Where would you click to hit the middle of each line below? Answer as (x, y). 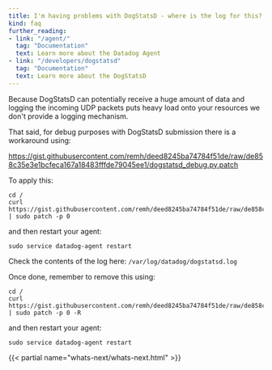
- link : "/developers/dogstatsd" (65, 61)
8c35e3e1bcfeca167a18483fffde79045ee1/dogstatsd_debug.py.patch (123, 164)
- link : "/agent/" (39, 38)
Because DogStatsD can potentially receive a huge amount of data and (127, 99)
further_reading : (38, 31)
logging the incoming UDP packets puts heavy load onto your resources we (134, 107)
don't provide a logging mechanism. (68, 116)
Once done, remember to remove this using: (82, 276)
